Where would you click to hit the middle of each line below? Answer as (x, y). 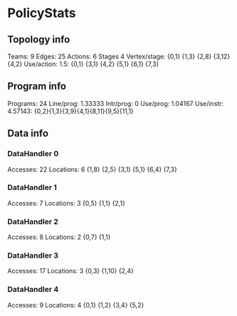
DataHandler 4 (33, 290)
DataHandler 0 (33, 154)
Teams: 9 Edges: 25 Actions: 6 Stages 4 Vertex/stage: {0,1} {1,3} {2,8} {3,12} (119, 56)
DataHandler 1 (32, 188)
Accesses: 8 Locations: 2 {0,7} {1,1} (59, 237)
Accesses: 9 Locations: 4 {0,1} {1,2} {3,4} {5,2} (76, 305)
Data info (28, 133)
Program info (37, 86)
